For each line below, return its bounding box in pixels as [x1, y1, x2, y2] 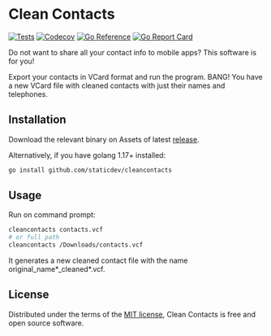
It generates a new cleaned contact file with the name [8, 255, 188, 265]
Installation [8, 113, 67, 127]
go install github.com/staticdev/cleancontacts [8, 166, 173, 174]
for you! [8, 56, 35, 66]
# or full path [8, 233, 60, 242]
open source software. [8, 318, 84, 328]
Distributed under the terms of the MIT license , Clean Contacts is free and [8, 309, 256, 319]
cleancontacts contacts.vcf [8, 225, 104, 234]
